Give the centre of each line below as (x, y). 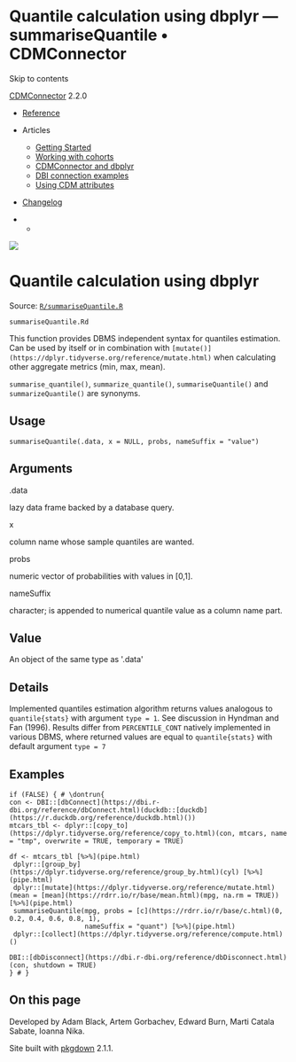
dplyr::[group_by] (47, 864)
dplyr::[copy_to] (97, 825)
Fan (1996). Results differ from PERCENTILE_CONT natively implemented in (140, 728)
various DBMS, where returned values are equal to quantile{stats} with (141, 737)
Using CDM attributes (75, 184)
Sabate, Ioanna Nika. (47, 1031)
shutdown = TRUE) (65, 965)
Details (29, 687)
